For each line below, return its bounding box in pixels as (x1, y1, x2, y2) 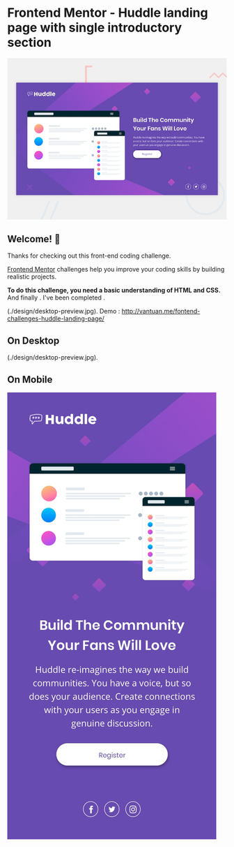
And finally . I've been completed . (7, 293, 106, 302)
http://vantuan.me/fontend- (121, 307, 201, 316)
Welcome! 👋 (7, 233, 61, 245)
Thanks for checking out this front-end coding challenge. (7, 251, 171, 260)
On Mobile (7, 374, 53, 385)
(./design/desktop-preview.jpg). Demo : (7, 307, 120, 316)
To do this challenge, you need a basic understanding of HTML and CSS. (7, 286, 221, 295)
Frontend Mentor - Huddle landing (7, 5, 208, 21)
